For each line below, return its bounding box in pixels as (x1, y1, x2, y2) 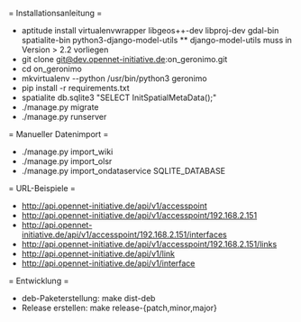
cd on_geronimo (21, 63, 82, 74)
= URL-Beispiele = (8, 183, 76, 193)
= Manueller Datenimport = (8, 129, 109, 139)
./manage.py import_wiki (21, 146, 114, 157)
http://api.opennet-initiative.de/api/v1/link (21, 248, 176, 259)
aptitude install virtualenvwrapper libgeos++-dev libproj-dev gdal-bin (21, 25, 279, 35)
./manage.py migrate (21, 102, 99, 112)
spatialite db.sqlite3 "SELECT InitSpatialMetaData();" (21, 92, 217, 103)
